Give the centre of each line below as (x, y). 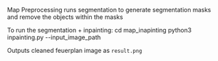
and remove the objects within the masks (65, 17)
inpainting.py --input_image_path (54, 37)
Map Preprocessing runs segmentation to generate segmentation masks (109, 10)
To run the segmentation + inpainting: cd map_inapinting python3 (99, 30)
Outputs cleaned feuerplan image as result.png (75, 50)
